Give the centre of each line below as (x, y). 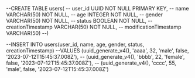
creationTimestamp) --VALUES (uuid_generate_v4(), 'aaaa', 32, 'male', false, (97, 51)
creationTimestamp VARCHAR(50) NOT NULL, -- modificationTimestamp (94, 27)
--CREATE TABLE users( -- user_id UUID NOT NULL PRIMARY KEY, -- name (97, 8)
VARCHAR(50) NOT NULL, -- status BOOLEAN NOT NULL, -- (79, 21)
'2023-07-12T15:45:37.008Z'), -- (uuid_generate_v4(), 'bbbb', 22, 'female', (95, 57)
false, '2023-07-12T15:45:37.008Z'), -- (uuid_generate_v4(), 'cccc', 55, (91, 63)
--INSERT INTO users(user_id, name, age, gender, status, (75, 44)
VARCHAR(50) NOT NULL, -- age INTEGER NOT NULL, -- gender (84, 15)
